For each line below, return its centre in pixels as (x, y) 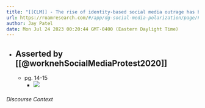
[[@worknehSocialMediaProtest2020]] (91, 63)
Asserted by (39, 53)
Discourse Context (30, 99)
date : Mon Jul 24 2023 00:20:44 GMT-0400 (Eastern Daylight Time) (92, 29)
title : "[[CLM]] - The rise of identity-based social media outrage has (101, 12)
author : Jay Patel (30, 23)
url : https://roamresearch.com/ (47, 18)
